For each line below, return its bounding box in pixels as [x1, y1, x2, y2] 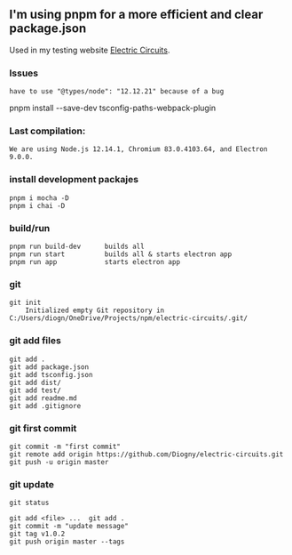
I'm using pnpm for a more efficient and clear [9, 7, 264, 22]
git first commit [9, 422, 77, 434]
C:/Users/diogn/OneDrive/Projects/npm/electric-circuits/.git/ [9, 314, 249, 323]
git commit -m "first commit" [9, 442, 122, 451]
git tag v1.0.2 [9, 529, 66, 539]
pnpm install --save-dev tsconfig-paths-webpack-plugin [9, 102, 217, 114]
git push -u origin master [9, 457, 109, 466]
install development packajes [9, 173, 139, 186]
